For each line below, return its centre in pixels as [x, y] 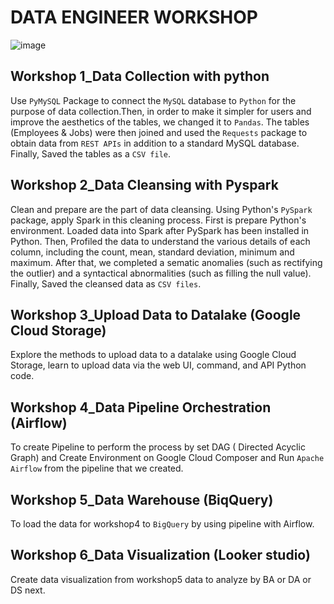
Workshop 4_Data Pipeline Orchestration [141, 407]
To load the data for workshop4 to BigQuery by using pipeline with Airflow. [162, 524]
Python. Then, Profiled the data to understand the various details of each [160, 241]
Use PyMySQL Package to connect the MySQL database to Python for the [153, 100]
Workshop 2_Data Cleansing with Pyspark [144, 185]
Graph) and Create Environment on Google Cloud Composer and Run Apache [167, 458]
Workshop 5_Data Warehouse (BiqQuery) [142, 499]
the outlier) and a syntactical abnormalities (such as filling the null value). [161, 273]
